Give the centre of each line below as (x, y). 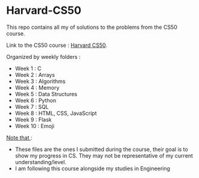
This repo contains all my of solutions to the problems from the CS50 (92, 27)
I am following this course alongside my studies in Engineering (93, 168)
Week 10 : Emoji (35, 126)
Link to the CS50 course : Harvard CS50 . (57, 45)
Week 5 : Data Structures (46, 94)
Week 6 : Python (35, 100)
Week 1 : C (28, 68)
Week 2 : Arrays (35, 75)
